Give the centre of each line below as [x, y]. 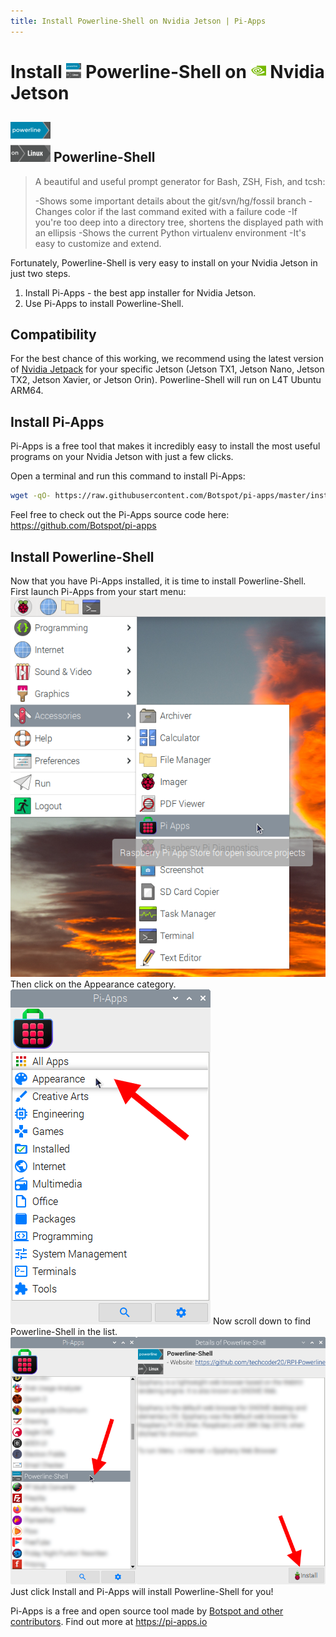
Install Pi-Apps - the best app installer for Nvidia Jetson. [140, 292]
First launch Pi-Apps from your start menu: [98, 591]
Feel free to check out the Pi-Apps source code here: [120, 515]
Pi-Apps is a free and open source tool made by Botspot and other [147, 1611]
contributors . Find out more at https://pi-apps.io [109, 1621]
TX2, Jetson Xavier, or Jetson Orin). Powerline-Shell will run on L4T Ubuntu [166, 380]
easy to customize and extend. [98, 243]
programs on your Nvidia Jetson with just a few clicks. [122, 457]
